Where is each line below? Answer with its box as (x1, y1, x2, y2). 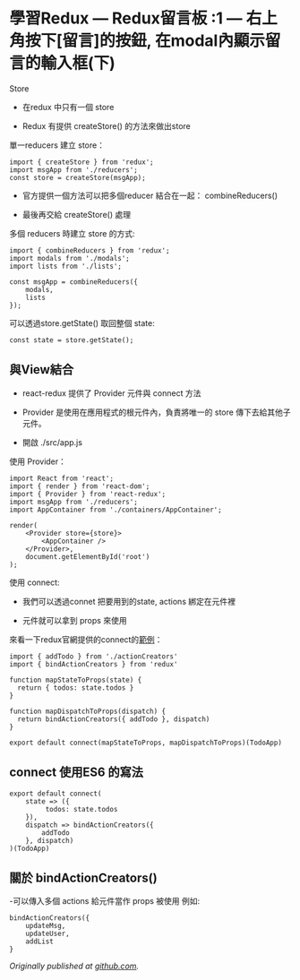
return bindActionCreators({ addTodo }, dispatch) (17, 714, 210, 724)
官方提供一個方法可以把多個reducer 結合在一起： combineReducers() (21, 190, 279, 201)
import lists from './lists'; (9, 262, 123, 271)
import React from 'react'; (9, 474, 115, 483)
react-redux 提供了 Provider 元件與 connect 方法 (21, 387, 201, 399)
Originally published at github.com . (9, 960, 140, 972)
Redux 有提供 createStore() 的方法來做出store (21, 120, 191, 131)
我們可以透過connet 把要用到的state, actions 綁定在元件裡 (21, 596, 236, 606)
